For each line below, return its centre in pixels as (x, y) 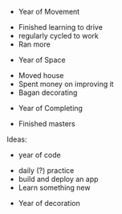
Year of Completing (50, 108)
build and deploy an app (58, 179)
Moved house (41, 75)
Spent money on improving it (66, 84)
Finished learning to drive (60, 27)
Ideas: (17, 139)
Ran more (34, 44)
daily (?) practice (46, 171)
